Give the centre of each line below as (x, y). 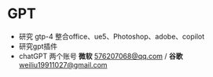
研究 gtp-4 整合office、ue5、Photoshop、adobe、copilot (112, 36)
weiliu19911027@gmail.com (63, 64)
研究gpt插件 (38, 46)
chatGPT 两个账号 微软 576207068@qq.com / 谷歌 (101, 56)
